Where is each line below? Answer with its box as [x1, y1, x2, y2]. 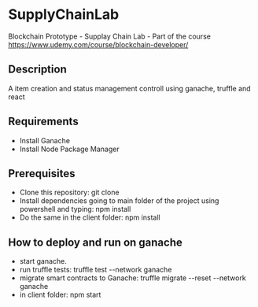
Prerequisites [8, 167, 76, 180]
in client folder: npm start [19, 290, 101, 300]
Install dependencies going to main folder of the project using [19, 196, 219, 205]
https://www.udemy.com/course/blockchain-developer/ [8, 39, 189, 49]
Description [8, 63, 67, 76]
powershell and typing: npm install [19, 205, 131, 214]
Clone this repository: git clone [19, 187, 120, 198]
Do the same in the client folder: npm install [19, 213, 161, 222]
